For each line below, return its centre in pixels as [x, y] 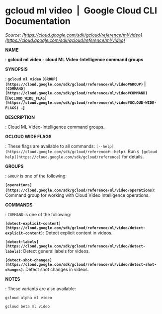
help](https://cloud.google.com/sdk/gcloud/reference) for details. [75, 157]
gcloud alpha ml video [29, 298]
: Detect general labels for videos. [55, 251]
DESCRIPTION [20, 117]
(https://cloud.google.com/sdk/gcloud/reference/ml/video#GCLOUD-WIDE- [81, 103]
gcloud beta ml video [28, 306]
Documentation [38, 21]
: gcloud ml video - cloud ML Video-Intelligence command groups [74, 59]
